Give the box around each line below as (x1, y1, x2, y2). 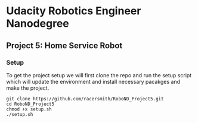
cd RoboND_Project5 (6, 101, 55, 107)
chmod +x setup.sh (6, 106, 52, 112)
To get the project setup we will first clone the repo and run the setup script (6, 71, 192, 78)
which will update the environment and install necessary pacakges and (6, 78, 181, 85)
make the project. (6, 84, 49, 92)
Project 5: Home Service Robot (6, 40, 123, 51)
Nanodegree (6, 17, 70, 30)
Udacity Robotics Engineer (6, 4, 141, 18)
